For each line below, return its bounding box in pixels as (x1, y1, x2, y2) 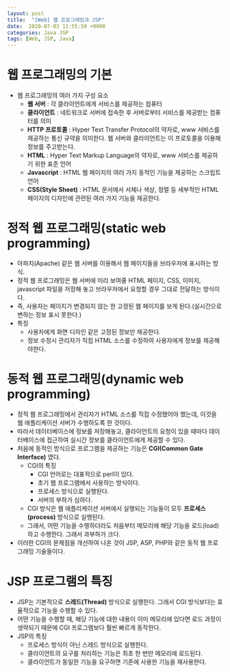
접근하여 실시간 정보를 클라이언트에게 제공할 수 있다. (47, 435, 186, 444)
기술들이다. (35, 547, 65, 555)
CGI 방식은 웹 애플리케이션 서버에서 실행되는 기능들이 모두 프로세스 (27, 504, 207, 512)
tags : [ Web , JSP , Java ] (7, 36, 75, 43)
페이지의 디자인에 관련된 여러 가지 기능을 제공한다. (27, 194, 161, 202)
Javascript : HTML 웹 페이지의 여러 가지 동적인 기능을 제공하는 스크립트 (27, 169, 221, 177)
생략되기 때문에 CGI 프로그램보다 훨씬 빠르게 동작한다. (16, 623, 162, 632)
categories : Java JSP (7, 29, 69, 36)
